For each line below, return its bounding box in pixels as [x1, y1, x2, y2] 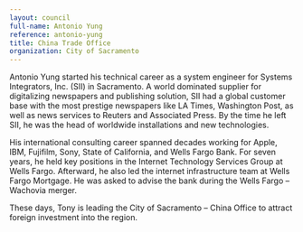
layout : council [9, 13, 71, 23]
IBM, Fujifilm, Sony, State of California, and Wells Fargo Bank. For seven [9, 146, 277, 158]
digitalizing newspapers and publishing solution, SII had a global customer [9, 91, 287, 102]
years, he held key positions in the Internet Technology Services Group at [9, 156, 283, 167]
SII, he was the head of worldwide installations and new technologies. [9, 119, 270, 131]
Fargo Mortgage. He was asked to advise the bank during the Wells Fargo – [9, 175, 290, 186]
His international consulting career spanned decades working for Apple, [9, 137, 278, 148]
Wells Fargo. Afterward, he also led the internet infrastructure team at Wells [9, 166, 290, 177]
